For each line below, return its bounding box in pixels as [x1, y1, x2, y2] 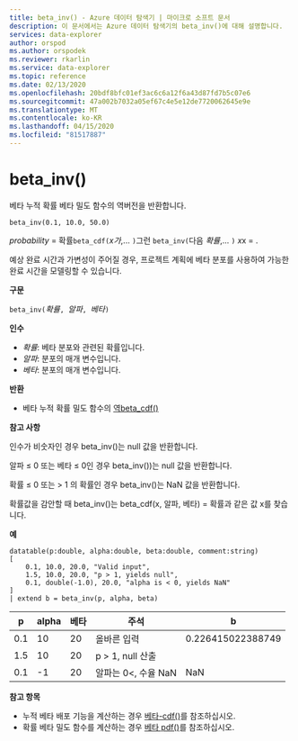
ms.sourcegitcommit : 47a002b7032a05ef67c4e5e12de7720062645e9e [9, 96, 251, 106]
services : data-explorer [9, 30, 102, 39]
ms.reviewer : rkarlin [9, 55, 91, 64]
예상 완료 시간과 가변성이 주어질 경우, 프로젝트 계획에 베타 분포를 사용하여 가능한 [9, 254, 290, 265]
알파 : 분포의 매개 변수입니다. [22, 353, 121, 364]
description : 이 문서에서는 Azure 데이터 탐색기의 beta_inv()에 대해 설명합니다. [9, 22, 284, 31]
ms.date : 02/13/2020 [9, 80, 87, 89]
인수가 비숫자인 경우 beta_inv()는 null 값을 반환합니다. [9, 440, 198, 451]
